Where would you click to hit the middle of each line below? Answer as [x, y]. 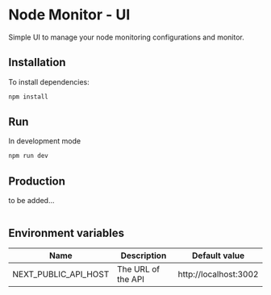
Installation [37, 62]
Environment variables [67, 233]
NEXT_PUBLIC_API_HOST [61, 274]
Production [37, 181]
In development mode [45, 141]
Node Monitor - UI [69, 15]
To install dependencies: [49, 81]
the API [131, 279]
